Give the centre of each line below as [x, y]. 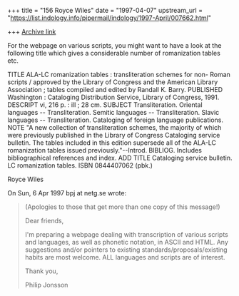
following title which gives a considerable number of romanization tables [114, 53]
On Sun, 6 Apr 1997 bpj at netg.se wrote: [67, 193]
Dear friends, [44, 221]
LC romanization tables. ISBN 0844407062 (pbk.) [80, 165]
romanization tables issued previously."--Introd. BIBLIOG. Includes [105, 150]
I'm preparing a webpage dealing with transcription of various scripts [126, 234]
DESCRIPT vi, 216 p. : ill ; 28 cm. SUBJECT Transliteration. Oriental [105, 105]
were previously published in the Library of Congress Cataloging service [114, 135]
